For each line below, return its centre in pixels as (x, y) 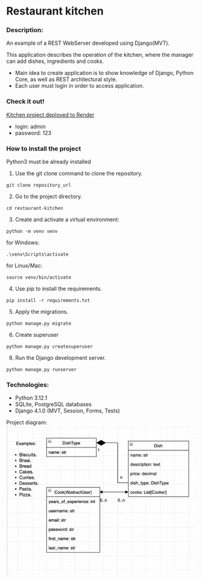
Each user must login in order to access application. (79, 86)
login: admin (30, 126)
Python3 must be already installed (49, 162)
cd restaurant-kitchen (35, 209)
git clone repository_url (39, 186)
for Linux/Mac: (24, 266)
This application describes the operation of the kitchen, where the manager (100, 55)
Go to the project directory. (49, 196)
